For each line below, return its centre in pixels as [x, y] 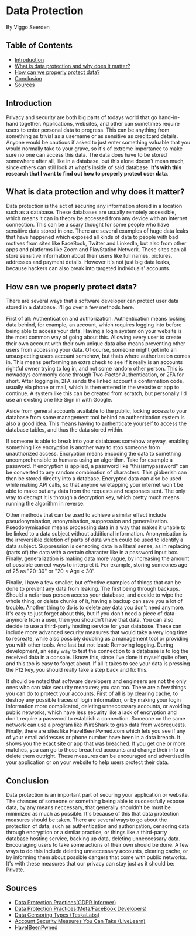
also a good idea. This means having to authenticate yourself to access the [97, 423]
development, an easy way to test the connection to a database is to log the [97, 651]
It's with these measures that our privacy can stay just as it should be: [90, 863]
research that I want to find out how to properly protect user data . [87, 173]
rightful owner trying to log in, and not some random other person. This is [94, 369]
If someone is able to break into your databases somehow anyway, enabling [97, 441]
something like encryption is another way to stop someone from [83, 447]
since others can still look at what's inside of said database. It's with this [94, 167]
